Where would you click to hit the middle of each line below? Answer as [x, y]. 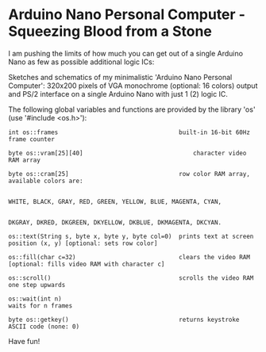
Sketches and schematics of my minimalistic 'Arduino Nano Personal [120, 77]
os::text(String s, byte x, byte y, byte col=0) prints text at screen [131, 236]
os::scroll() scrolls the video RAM [131, 278]
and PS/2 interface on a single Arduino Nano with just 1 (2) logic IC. [118, 94]
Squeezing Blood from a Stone [110, 31]
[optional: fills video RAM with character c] [87, 264]
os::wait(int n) [35, 299]
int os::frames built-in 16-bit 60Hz [129, 132]
